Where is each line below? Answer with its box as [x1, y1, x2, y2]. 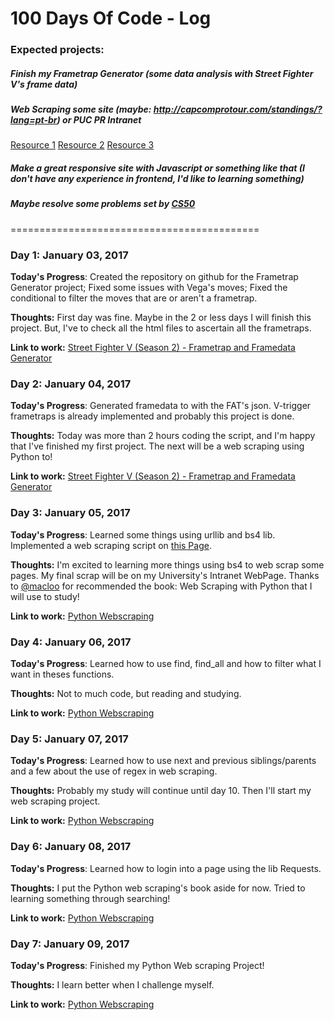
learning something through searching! [10, 892, 171, 904]
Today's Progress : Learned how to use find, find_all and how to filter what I [10, 657, 322, 669]
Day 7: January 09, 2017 [10, 937, 130, 951]
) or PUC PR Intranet [56, 114, 142, 126]
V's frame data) [10, 78, 78, 90]
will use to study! [10, 590, 80, 602]
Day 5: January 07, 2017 [10, 732, 129, 746]
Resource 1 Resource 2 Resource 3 [10, 139, 155, 151]
